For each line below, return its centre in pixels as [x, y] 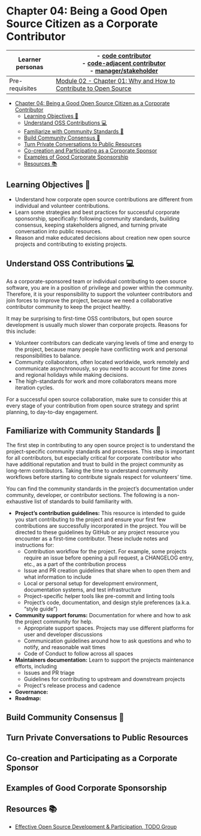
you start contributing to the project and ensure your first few [90, 520]
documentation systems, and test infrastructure [83, 590]
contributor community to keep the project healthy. [69, 307]
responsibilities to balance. [48, 355]
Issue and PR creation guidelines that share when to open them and [107, 571]
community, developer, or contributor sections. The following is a [86, 495]
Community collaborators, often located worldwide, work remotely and [102, 362]
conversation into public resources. [58, 231]
